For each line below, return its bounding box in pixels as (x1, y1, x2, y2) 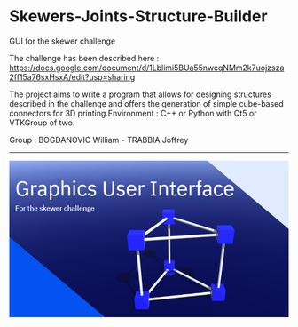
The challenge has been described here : (9, 52, 160, 63)
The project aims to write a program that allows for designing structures (9, 89, 272, 100)
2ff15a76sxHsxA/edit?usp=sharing (9, 71, 136, 82)
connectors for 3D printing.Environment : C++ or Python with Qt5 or (9, 108, 257, 118)
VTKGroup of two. (9, 117, 75, 128)
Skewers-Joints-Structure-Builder (9, 6, 268, 27)
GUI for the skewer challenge (9, 36, 116, 46)
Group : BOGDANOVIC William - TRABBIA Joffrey (9, 134, 189, 145)
